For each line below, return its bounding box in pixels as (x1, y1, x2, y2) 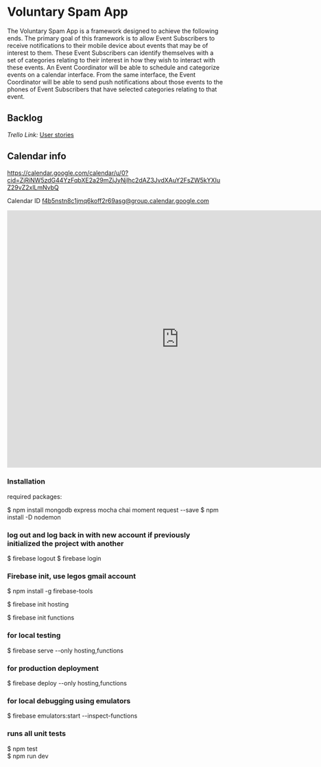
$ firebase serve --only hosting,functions (7, 646, 123, 654)
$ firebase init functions (7, 613, 75, 622)
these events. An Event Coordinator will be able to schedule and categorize (7, 63, 220, 71)
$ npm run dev (7, 752, 49, 760)
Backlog (7, 113, 43, 124)
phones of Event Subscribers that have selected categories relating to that (7, 85, 217, 93)
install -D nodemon (7, 512, 62, 521)
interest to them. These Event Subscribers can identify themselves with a (7, 49, 214, 57)
